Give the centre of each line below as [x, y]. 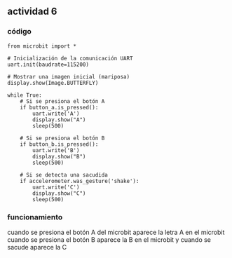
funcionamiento [35, 217]
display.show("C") [59, 193]
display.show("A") [59, 120]
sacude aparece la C [37, 247]
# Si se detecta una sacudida [64, 175]
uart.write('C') [56, 187]
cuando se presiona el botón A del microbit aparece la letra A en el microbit [116, 232]
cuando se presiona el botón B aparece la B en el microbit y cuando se [109, 239]
